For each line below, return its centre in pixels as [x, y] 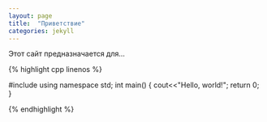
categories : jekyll [41, 31]
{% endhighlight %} [41, 109]
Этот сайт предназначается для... [67, 54]
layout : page [30, 16]
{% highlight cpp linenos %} [56, 69]
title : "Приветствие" [47, 23]
